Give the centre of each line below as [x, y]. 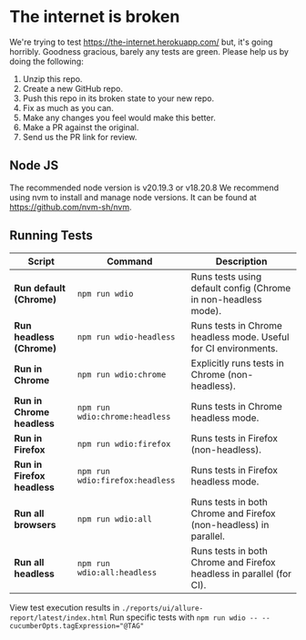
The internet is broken [95, 17]
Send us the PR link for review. [80, 137]
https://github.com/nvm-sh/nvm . [71, 207]
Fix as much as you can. [68, 107]
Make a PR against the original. [81, 127]
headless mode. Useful [240, 337]
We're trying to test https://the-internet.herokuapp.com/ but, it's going [141, 42]
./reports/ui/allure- [163, 608]
